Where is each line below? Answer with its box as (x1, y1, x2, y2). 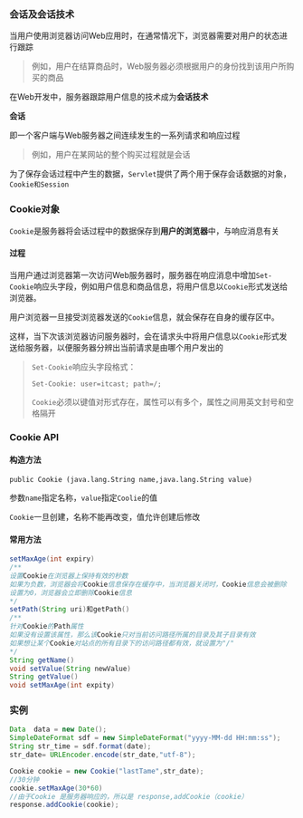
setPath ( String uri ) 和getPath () (9, 605, 130, 614)
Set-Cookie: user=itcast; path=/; (31, 379, 162, 389)
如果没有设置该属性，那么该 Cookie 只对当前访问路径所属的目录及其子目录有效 (9, 630, 256, 640)
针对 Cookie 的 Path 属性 (9, 622, 84, 631)
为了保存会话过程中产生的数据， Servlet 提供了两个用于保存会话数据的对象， (9, 168, 292, 179)
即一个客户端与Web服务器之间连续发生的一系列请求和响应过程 (9, 130, 241, 141)
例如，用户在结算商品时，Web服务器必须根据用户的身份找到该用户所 (31, 61, 287, 72)
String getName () (9, 655, 75, 665)
